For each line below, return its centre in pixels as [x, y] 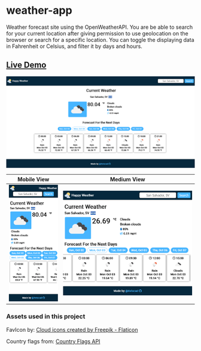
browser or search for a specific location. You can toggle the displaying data [100, 40]
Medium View [127, 179]
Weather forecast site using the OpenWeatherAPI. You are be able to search [100, 27]
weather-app [39, 10]
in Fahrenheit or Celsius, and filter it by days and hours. [74, 46]
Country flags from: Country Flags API [53, 341]
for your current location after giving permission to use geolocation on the [97, 33]
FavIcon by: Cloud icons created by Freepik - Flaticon [72, 329]
